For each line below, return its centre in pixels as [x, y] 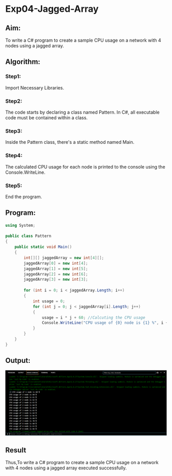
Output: [18, 361]
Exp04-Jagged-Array [52, 9]
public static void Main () [43, 247]
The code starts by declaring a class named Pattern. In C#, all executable [82, 112]
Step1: [13, 77]
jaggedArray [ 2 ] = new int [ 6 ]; [56, 274]
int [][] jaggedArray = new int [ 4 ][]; [64, 258]
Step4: [14, 156]
